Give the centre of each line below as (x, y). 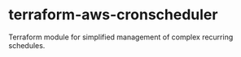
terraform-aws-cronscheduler (113, 15)
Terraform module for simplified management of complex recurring (121, 37)
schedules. (27, 45)
